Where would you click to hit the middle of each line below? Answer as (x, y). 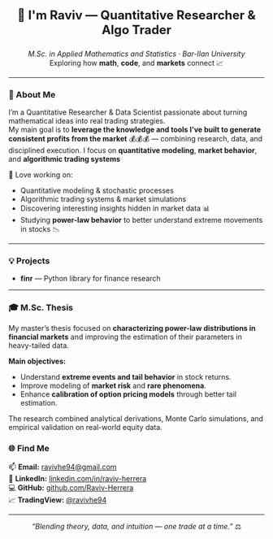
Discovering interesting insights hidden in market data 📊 (115, 208)
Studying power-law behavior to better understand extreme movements (141, 220)
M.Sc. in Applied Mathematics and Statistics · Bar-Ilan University (136, 54)
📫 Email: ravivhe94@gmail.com (63, 467)
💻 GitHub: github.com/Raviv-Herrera (71, 487)
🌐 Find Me (29, 449)
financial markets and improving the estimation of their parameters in (125, 337)
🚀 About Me (32, 94)
